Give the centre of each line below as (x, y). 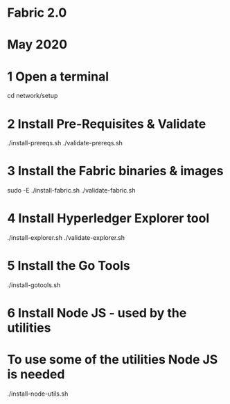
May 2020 (37, 45)
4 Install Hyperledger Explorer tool (108, 219)
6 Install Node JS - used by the (97, 313)
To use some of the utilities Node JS (113, 360)
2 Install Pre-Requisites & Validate (107, 124)
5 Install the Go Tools (69, 266)
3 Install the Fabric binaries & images (115, 171)
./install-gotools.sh (34, 285)
